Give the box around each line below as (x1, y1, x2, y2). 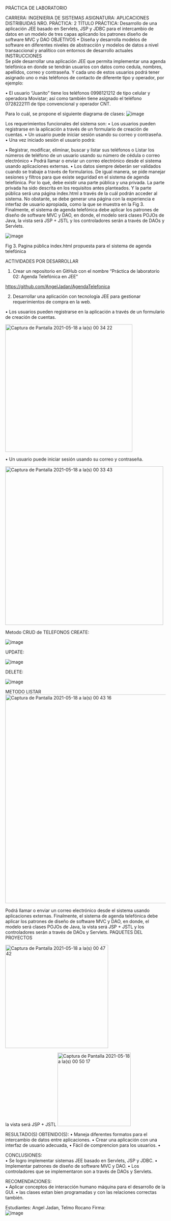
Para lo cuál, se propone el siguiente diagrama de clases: (5, 111, 125, 117)
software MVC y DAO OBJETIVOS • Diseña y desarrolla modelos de (5, 36, 147, 42)
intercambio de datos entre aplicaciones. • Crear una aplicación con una (5, 1137, 158, 1143)
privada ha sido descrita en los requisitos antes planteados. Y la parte (5, 185, 152, 191)
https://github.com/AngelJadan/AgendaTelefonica (5, 284, 110, 289)
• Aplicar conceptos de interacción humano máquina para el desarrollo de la (5, 1184, 165, 1190)
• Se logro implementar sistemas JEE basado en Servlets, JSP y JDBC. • (5, 1158, 158, 1164)
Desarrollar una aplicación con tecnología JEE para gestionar (12, 293, 141, 299)
